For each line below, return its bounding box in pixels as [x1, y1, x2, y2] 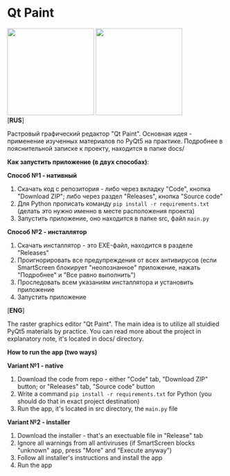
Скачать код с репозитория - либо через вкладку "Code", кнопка [17, 184, 211, 192]
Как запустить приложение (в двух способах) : [7, 158, 150, 166]
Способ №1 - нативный [7, 171, 78, 179]
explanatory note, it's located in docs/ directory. [7, 334, 144, 343]
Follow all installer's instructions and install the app [17, 453, 163, 461]
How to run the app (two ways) [7, 347, 98, 356]
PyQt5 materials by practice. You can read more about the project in [7, 327, 202, 335]
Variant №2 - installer [7, 418, 71, 426]
